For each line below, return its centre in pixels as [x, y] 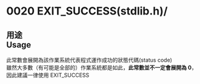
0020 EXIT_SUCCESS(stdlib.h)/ [87, 11]
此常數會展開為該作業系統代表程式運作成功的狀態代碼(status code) [89, 60]
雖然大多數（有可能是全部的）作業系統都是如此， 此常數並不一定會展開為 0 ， [102, 67]
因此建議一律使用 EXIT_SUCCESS [48, 75]
